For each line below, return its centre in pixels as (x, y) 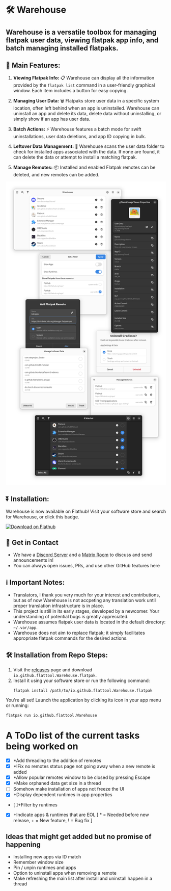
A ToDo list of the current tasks (73, 736)
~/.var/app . (25, 627)
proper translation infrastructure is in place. (59, 606)
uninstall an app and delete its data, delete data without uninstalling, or (87, 114)
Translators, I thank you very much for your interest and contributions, (87, 595)
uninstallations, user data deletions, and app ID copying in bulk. (80, 137)
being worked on (42, 746)
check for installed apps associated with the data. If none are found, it (86, 152)
